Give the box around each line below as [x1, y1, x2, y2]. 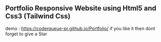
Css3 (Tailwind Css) [5, 12, 71, 21]
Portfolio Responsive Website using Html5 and [5, 4, 157, 13]
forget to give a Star [5, 30, 48, 37]
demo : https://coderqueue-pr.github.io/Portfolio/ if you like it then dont [5, 25, 155, 31]
